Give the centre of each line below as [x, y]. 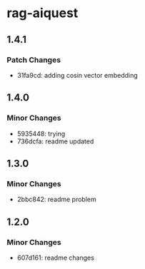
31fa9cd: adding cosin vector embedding [77, 75]
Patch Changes [34, 60]
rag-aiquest [42, 13]
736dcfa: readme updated [55, 141]
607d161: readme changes [55, 258]
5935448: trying [41, 133]
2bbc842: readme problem [57, 199]
